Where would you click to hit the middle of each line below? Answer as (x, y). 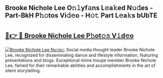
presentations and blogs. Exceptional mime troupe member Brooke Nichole (81, 60)
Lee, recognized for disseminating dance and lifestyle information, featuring (81, 55)
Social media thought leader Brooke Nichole (110, 50)
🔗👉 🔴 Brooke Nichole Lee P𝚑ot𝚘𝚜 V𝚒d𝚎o (70, 36)
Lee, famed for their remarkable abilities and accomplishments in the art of (80, 65)
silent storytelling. (23, 70)
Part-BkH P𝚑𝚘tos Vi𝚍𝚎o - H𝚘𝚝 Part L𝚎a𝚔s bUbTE (81, 16)
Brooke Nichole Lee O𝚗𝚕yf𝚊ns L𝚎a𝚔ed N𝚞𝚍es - (79, 8)
